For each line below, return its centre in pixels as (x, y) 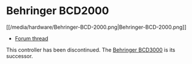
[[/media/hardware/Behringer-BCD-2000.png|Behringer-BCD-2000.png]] (96, 27)
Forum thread (32, 38)
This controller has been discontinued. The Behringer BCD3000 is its (91, 50)
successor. (20, 56)
